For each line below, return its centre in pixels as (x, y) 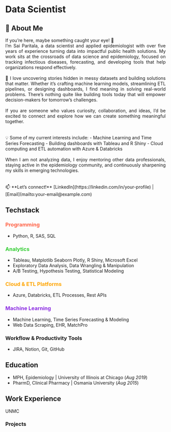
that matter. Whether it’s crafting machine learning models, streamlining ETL (85, 83)
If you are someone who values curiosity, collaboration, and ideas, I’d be (85, 111)
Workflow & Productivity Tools (44, 338)
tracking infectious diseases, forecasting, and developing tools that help (85, 62)
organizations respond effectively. (41, 67)
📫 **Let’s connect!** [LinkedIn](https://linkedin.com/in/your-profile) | (80, 187)
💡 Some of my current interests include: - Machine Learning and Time (78, 138)
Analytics (17, 249)
